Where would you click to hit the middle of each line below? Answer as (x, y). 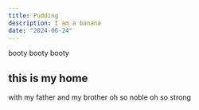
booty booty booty (39, 53)
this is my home (48, 78)
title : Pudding (33, 16)
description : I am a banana (55, 23)
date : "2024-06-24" (41, 30)
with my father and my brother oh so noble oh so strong (99, 97)
